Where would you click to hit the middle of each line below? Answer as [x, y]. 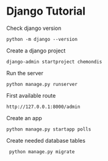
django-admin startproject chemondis [54, 62]
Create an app [24, 118]
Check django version [34, 28]
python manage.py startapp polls [49, 129]
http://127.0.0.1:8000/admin [43, 107]
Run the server [25, 73]
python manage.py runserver [42, 84]
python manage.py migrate [42, 152]
